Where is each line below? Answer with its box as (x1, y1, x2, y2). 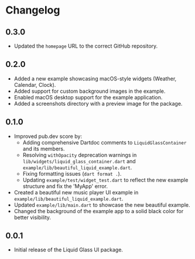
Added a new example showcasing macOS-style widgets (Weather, (13, 75, 177, 82)
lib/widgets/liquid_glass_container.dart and (22, 157, 136, 164)
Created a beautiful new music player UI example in (13, 189, 139, 196)
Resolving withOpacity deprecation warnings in (22, 151, 137, 159)
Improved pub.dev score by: (13, 133, 83, 140)
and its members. (22, 145, 65, 152)
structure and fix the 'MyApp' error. (22, 183, 108, 190)
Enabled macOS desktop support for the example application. (13, 93, 163, 100)
